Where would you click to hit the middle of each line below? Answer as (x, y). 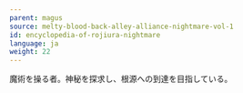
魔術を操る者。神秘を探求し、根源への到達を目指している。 (121, 79)
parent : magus (36, 18)
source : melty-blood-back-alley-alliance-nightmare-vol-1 (121, 26)
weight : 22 (30, 52)
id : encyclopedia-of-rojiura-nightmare (85, 35)
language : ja (34, 43)
